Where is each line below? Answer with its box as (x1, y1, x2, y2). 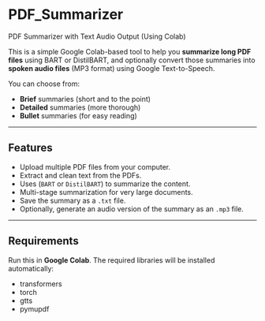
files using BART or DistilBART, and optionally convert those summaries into (8, 55, 256, 65)
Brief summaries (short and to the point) (19, 94, 151, 103)
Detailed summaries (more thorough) (19, 103, 141, 112)
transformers (19, 278, 62, 289)
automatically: (8, 263, 54, 273)
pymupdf (19, 304, 50, 313)
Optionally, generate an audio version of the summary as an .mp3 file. (19, 203, 244, 214)
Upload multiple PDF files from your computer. (19, 162, 171, 171)
